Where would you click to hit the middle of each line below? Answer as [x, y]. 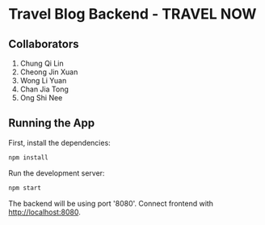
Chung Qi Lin [42, 63]
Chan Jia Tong [44, 89]
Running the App [52, 123]
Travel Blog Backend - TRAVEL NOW [132, 14]
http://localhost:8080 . [44, 212]
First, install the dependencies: [59, 142]
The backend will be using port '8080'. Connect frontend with [111, 203]
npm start [25, 188]
